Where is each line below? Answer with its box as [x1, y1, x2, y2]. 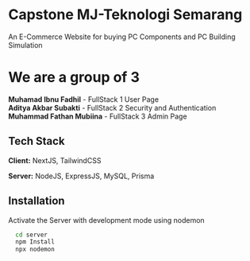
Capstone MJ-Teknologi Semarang [8, 6, 243, 24]
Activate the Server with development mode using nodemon [8, 215, 205, 224]
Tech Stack [8, 134, 65, 148]
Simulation [8, 40, 43, 49]
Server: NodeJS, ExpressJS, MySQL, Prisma [8, 171, 155, 181]
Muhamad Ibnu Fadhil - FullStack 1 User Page [8, 94, 160, 104]
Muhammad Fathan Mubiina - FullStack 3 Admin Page [8, 111, 188, 121]
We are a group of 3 [8, 68, 140, 87]
